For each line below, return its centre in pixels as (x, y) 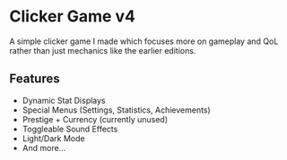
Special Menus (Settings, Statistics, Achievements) (116, 110)
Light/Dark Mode (53, 138)
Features (35, 79)
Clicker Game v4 (73, 17)
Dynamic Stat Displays (64, 100)
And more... (44, 147)
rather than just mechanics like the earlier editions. (103, 50)
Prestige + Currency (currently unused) (95, 119)
